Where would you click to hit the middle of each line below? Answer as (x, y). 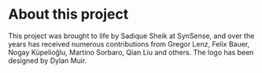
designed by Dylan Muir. (48, 61)
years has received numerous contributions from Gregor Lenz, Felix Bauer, (129, 43)
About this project (68, 14)
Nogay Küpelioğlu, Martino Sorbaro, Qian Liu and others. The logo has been (131, 52)
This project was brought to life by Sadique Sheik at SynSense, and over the (131, 36)
